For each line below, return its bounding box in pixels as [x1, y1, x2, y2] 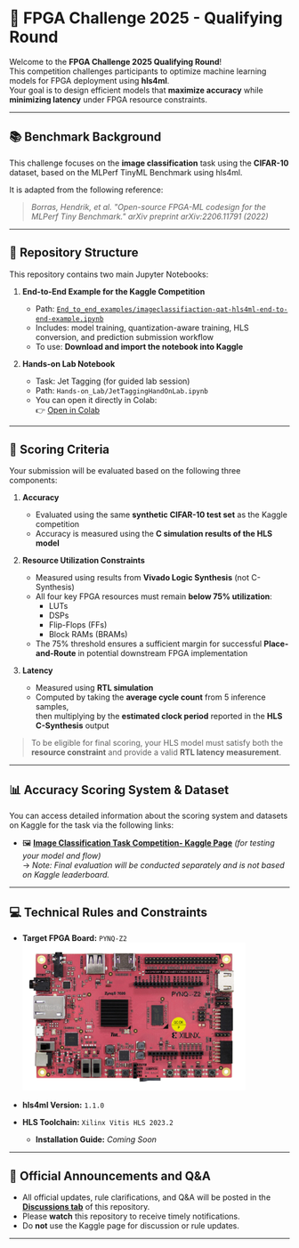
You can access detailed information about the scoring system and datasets [9, 810, 288, 822]
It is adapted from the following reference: [9, 184, 164, 195]
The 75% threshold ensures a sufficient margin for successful [35, 638, 263, 649]
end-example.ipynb [35, 314, 104, 323]
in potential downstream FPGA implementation [77, 648, 248, 659]
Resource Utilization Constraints [21, 555, 145, 566]
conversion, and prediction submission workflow [35, 331, 214, 342]
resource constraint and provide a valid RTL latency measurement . [30, 747, 282, 758]
